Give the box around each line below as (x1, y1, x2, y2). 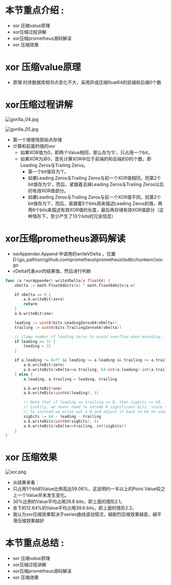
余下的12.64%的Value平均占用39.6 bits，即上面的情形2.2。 (12, 505, 136, 511)
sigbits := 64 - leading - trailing (23, 414, 101, 419)
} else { (14, 372, 33, 377)
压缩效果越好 (17, 518, 44, 524)
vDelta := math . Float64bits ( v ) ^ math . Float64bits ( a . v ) (14, 283, 136, 288)
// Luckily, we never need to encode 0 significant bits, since (23, 404, 163, 410)
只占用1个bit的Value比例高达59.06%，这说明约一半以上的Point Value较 (12, 486, 161, 492)
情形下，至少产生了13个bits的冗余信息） (32, 213, 116, 219)
